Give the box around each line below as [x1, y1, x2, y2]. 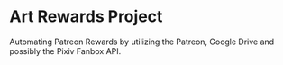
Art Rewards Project [9, 6, 163, 27]
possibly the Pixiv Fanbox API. [9, 45, 122, 56]
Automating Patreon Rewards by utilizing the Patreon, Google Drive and [9, 36, 275, 47]
